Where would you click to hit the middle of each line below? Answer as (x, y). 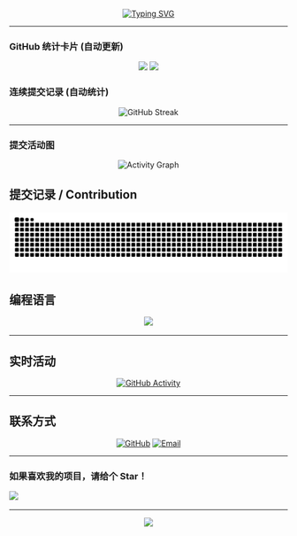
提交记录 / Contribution (73, 195)
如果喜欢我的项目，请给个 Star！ (78, 476)
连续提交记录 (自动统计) (59, 92)
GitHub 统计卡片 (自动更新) (66, 46)
